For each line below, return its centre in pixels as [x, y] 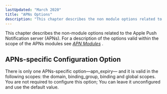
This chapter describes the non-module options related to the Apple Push [81, 33]
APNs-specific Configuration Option [63, 59]
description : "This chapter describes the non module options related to [84, 19]
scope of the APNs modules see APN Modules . [54, 44]
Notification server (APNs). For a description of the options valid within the [82, 38]
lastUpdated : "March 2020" [33, 10]
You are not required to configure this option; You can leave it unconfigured [83, 82]
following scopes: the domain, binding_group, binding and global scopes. [80, 77]
